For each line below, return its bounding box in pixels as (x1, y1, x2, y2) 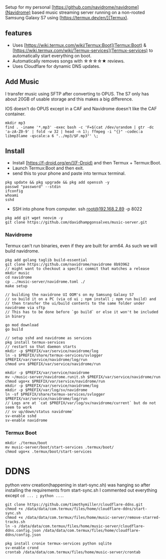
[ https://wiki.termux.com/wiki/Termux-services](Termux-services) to (12, 47, 153, 53)
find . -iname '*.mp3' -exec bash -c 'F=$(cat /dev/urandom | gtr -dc (5, 125, 154, 130)
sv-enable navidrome (5, 418, 48, 423)
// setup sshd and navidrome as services (5, 335, 92, 341)
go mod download (5, 322, 39, 327)
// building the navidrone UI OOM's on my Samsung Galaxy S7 (5, 292, 134, 297)
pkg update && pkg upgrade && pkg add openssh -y (5, 180, 110, 185)
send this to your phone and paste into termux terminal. (12, 170, 126, 176)
